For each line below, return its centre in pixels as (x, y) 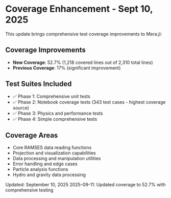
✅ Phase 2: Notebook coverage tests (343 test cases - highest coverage (89, 102)
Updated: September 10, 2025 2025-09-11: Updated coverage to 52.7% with (86, 185)
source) (21, 107)
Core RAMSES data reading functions (52, 148)
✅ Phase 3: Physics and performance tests (58, 113)
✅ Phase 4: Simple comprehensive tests (55, 119)
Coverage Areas (32, 135)
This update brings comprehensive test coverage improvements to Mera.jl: (84, 34)
